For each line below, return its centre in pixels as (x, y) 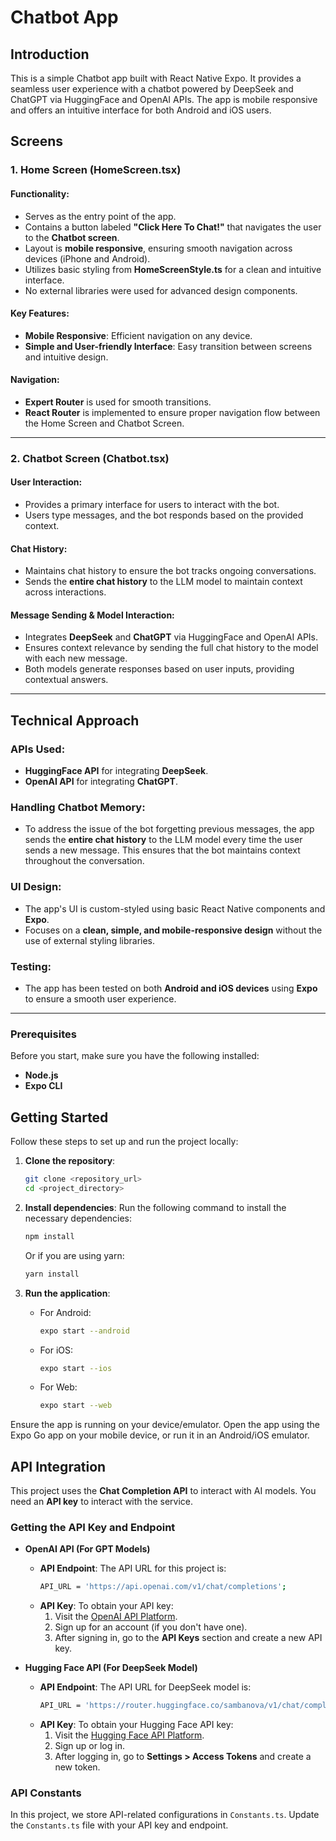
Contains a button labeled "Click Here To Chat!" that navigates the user (173, 227)
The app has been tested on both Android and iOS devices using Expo (171, 988)
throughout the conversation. (84, 861)
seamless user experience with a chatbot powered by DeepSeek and (152, 89)
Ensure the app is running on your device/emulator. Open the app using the (165, 1425)
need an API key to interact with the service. (102, 1502)
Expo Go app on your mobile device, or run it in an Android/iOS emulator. (160, 1435)
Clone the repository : (70, 1161)
